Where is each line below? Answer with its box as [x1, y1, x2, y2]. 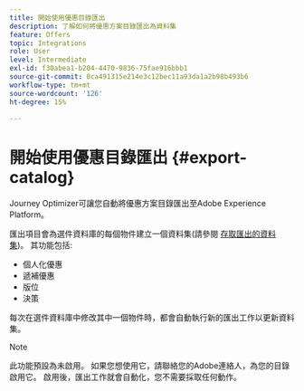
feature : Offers [9, 30, 71, 39]
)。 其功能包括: [17, 240, 73, 251]
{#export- [171, 147, 247, 167]
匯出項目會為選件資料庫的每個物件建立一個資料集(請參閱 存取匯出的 [9, 228, 261, 240]
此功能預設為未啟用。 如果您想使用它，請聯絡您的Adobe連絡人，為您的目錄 [9, 360, 290, 371]
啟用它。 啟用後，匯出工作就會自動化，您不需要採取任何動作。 [9, 372, 242, 383]
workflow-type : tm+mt [9, 81, 91, 90]
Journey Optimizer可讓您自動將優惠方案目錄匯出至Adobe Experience [9, 198, 267, 209]
